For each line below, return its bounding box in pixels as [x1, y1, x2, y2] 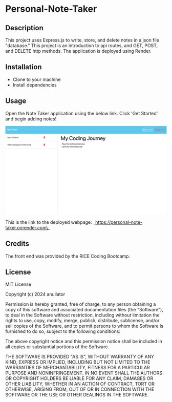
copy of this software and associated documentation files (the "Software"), [5, 307, 164, 313]
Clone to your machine [12, 76, 61, 82]
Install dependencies [12, 81, 57, 88]
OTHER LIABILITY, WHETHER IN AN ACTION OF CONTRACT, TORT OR [5, 381, 155, 387]
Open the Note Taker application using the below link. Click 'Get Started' [5, 110, 158, 116]
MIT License [5, 281, 32, 287]
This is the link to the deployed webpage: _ [5, 219, 96, 225]
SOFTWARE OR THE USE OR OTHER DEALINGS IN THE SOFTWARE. [5, 392, 149, 398]
